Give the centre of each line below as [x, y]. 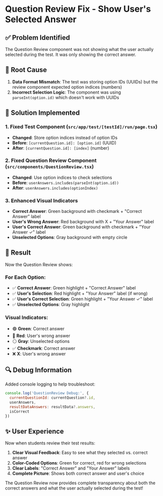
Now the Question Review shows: [39, 264]
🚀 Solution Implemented [42, 113]
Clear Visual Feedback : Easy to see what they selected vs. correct [80, 453]
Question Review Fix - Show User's [78, 9]
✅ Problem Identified [38, 38]
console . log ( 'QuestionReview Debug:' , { [47, 393]
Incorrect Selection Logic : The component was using [67, 92]
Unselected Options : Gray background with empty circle [70, 237]
